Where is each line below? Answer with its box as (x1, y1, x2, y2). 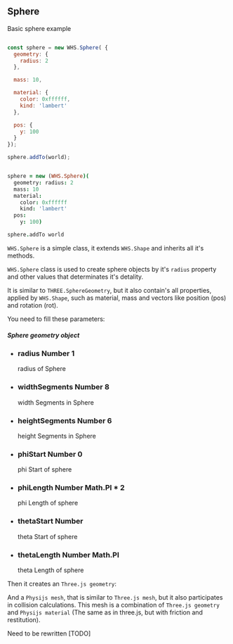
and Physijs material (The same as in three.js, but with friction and (7, 608, 204, 617)
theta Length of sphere (17, 566, 84, 574)
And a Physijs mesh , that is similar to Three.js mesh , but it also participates (7, 593, 223, 602)
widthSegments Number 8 (17, 382, 110, 392)
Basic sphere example (7, 24, 72, 32)
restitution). (7, 616, 41, 624)
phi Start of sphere (17, 465, 72, 474)
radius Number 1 (17, 348, 75, 358)
